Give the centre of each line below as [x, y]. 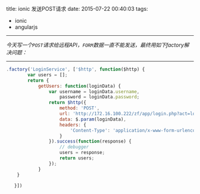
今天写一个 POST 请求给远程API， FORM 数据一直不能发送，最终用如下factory [95, 45]
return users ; [77, 158]
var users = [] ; [48, 75]
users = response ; [82, 153]
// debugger [74, 147]
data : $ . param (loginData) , [93, 119]
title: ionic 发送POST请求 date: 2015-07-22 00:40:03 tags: [77, 9]
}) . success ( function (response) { [90, 141]
